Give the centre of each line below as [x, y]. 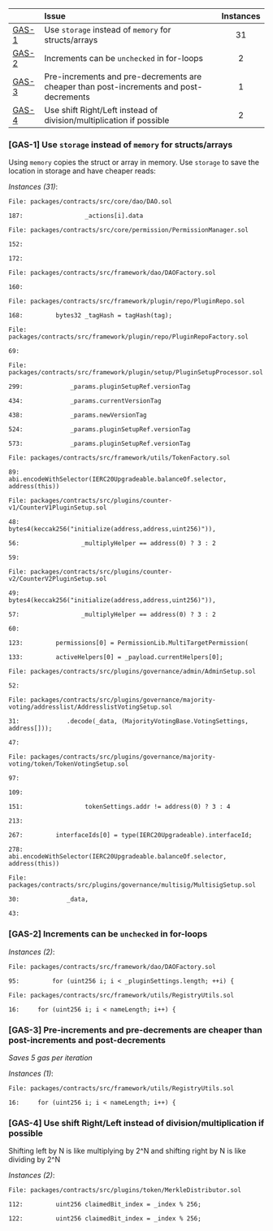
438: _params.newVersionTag [78, 415]
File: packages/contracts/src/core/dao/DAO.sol [91, 202]
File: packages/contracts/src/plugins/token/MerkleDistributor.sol [125, 1190]
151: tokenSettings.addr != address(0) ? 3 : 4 [119, 807]
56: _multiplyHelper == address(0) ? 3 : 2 [113, 543]
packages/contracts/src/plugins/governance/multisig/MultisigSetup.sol [132, 885]
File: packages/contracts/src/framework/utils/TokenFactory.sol [119, 458]
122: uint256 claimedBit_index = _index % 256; [105, 1219]
